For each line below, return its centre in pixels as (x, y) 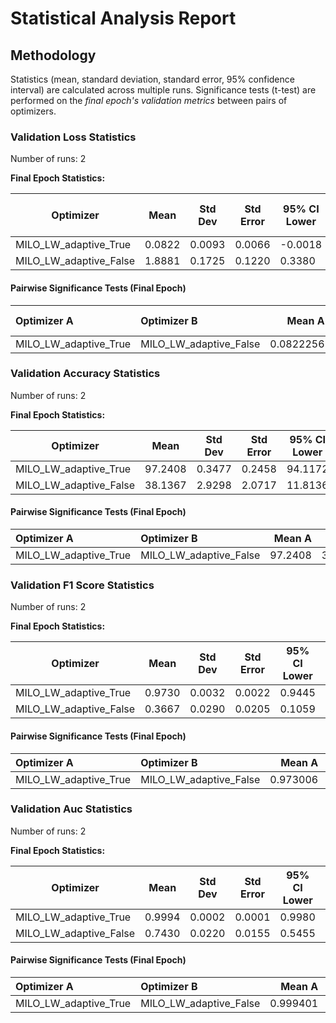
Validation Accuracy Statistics (85, 374)
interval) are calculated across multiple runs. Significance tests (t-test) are (163, 90)
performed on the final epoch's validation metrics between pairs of (149, 100)
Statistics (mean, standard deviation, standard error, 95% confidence (152, 79)
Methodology (53, 55)
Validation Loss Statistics (73, 137)
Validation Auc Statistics (71, 809)
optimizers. (33, 111)
